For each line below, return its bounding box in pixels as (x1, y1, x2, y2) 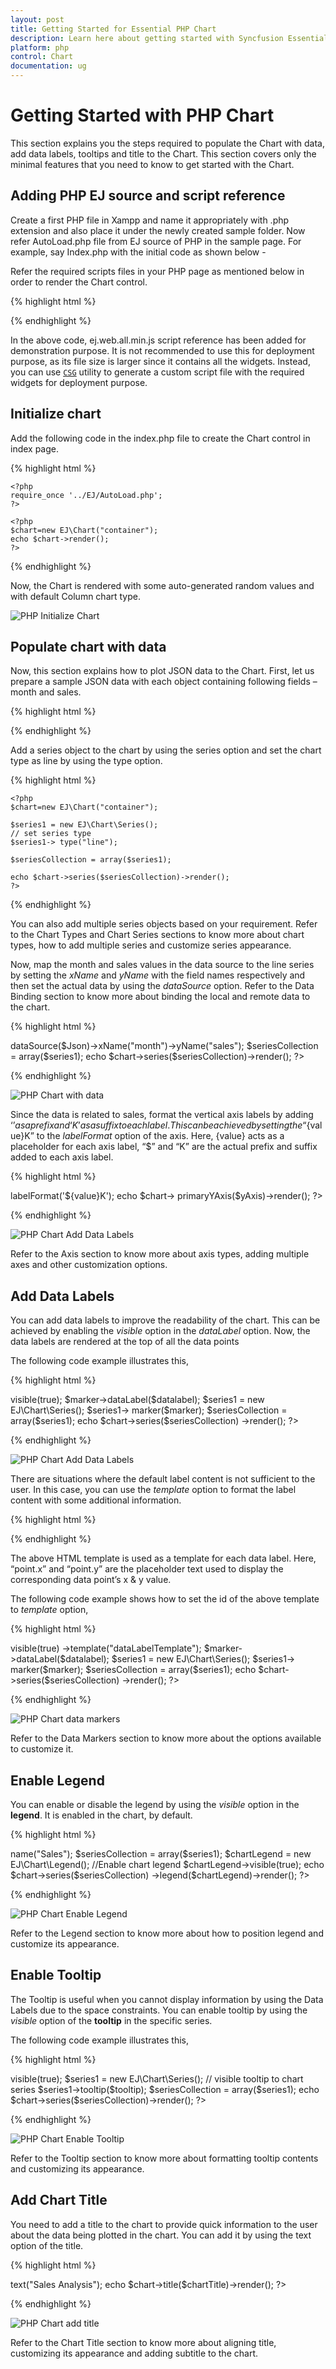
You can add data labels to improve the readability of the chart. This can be (10, 1314, 321, 1326)
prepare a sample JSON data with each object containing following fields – (10, 676, 318, 688)
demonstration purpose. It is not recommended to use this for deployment (10, 344, 315, 356)
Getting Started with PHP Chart (10, 104, 275, 127)
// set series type (10, 829, 92, 839)
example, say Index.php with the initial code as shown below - (10, 246, 267, 258)
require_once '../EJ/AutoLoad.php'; (10, 490, 163, 500)
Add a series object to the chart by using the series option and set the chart (10, 744, 322, 756)
